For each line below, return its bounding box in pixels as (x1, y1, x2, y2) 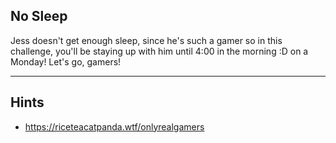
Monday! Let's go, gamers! (10, 55, 122, 68)
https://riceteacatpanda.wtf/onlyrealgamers (24, 120, 205, 133)
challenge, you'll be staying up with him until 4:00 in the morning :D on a (10, 45, 309, 57)
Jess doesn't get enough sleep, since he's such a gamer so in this (10, 34, 283, 46)
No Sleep (10, 8, 68, 25)
